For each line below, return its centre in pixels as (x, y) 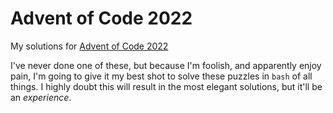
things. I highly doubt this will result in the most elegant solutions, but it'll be (166, 86)
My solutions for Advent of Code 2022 (89, 46)
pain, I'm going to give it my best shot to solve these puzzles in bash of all (161, 76)
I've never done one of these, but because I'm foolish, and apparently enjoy (166, 65)
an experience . (41, 97)
